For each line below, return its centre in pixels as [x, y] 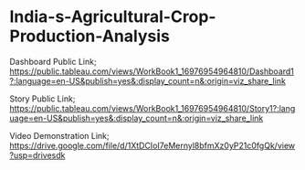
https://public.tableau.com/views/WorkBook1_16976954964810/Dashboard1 [152, 71]
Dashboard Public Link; [53, 61]
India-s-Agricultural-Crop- [113, 17]
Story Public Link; [42, 99]
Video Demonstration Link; [59, 135]
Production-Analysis [90, 36]
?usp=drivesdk [37, 155]
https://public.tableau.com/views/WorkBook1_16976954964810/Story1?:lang [152, 108]
